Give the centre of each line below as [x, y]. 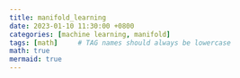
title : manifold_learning [58, 17]
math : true [30, 51]
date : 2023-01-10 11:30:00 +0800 [72, 26]
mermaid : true [36, 59]
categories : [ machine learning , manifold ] [90, 34]
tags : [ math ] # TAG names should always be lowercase [120, 43]
